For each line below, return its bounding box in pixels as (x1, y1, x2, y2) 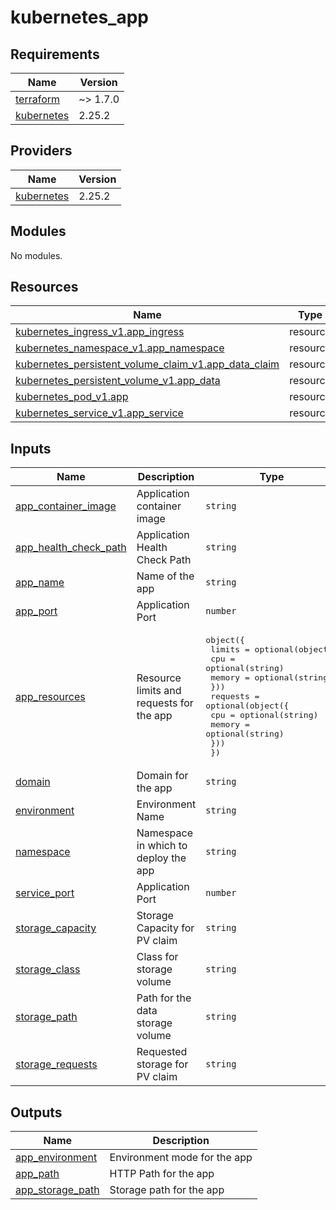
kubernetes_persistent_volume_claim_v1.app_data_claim (15, 357, 280, 371)
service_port (15, 886, 75, 900)
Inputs (10, 440, 52, 457)
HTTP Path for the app (109, 1167, 215, 1181)
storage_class (15, 962, 81, 976)
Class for (136, 950, 179, 964)
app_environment (15, 1151, 98, 1165)
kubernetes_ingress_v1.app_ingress (15, 325, 185, 339)
